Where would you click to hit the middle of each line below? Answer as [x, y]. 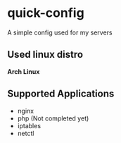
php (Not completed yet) [53, 118]
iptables [29, 125]
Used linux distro [45, 55]
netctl [26, 133]
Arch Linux [24, 71]
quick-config [46, 13]
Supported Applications [61, 94]
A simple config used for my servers [60, 32]
